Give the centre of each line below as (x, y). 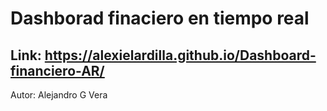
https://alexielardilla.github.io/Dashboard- (180, 55)
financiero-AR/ (57, 70)
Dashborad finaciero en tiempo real (160, 18)
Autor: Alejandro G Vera (59, 95)
